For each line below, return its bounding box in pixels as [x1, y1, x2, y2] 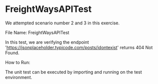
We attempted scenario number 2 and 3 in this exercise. [5, 20, 120, 26]
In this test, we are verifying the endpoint [5, 39, 89, 45]
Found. [5, 50, 20, 56]
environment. [5, 74, 32, 80]
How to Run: [5, 59, 31, 65]
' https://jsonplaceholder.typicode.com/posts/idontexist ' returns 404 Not [5, 44, 153, 50]
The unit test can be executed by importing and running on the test [5, 69, 143, 75]
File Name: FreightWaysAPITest [5, 29, 70, 35]
